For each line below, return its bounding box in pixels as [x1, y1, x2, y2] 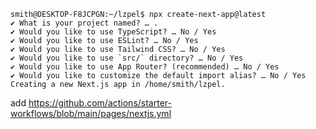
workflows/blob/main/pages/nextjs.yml [10, 108, 172, 119]
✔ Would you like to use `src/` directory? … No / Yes [10, 53, 244, 63]
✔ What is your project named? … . [10, 18, 159, 28]
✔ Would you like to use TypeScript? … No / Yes [10, 27, 217, 37]
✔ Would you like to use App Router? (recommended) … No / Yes [10, 62, 280, 72]
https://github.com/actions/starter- [28, 97, 172, 109]
